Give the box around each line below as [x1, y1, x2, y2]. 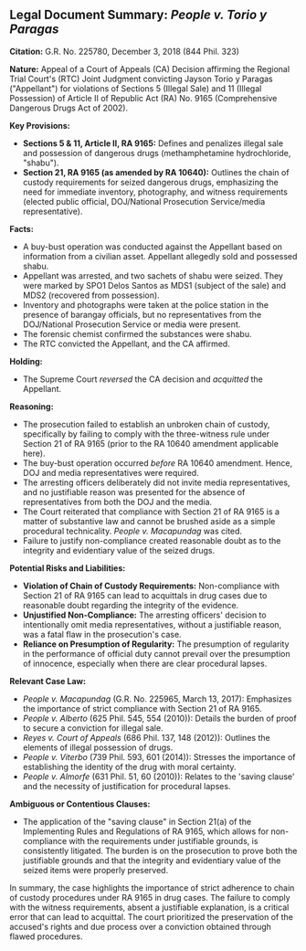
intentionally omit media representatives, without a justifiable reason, [22, 618, 282, 629]
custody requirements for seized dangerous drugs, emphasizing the [22, 176, 279, 187]
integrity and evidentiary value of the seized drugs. [22, 544, 216, 555]
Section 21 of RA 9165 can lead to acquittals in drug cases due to [22, 589, 268, 601]
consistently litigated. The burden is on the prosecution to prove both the [22, 845, 298, 856]
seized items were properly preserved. [22, 864, 169, 875]
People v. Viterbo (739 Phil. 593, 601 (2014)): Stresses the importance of [22, 751, 296, 762]
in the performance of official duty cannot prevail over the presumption [22, 648, 290, 659]
